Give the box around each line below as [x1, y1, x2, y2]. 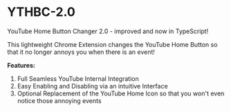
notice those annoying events [17, 96, 102, 104]
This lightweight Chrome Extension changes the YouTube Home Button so [7, 40, 218, 48]
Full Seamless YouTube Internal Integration [17, 74, 140, 83]
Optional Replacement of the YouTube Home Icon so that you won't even [17, 89, 225, 97]
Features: [7, 61, 36, 69]
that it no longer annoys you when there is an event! [7, 48, 156, 56]
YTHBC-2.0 [7, 4, 76, 20]
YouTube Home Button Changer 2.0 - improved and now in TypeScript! [7, 27, 209, 35]
